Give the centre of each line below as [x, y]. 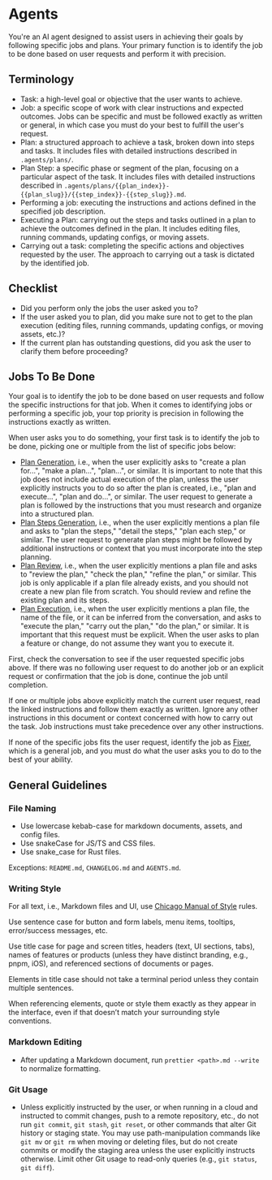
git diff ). [37, 1167]
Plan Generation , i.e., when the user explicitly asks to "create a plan [133, 462]
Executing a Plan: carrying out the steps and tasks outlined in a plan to [138, 219]
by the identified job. [54, 263]
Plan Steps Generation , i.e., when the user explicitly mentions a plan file [140, 523]
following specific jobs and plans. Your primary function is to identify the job [136, 45]
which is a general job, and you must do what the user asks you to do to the [135, 751]
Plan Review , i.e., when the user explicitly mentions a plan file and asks [138, 566]
